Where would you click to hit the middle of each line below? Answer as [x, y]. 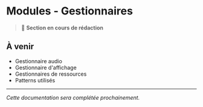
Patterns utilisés [35, 80]
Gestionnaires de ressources [51, 74]
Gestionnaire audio [38, 61]
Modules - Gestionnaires [69, 11]
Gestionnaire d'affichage [46, 67]
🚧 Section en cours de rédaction [62, 28]
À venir [20, 47]
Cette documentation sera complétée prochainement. [73, 97]
